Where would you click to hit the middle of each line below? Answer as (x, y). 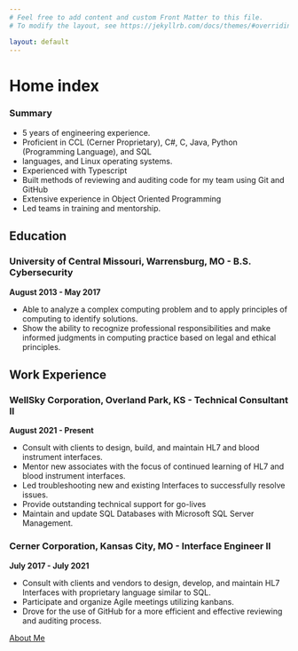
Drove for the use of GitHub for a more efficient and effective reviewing (152, 611)
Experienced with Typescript (74, 171)
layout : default (39, 42)
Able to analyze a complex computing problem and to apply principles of (155, 309)
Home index (54, 86)
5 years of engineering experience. (86, 132)
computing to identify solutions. (80, 318)
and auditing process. (62, 620)
